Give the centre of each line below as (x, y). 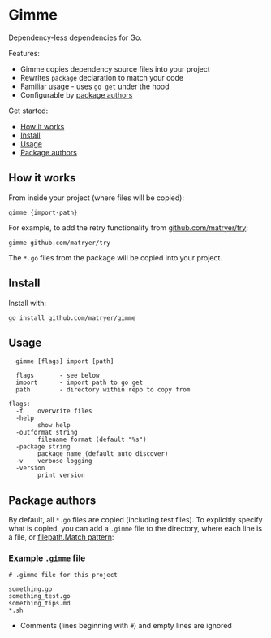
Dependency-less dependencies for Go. (75, 37)
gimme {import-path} (43, 212)
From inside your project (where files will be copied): (97, 198)
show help (54, 426)
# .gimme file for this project (63, 575)
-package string (43, 447)
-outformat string (47, 433)
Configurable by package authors (76, 94)
